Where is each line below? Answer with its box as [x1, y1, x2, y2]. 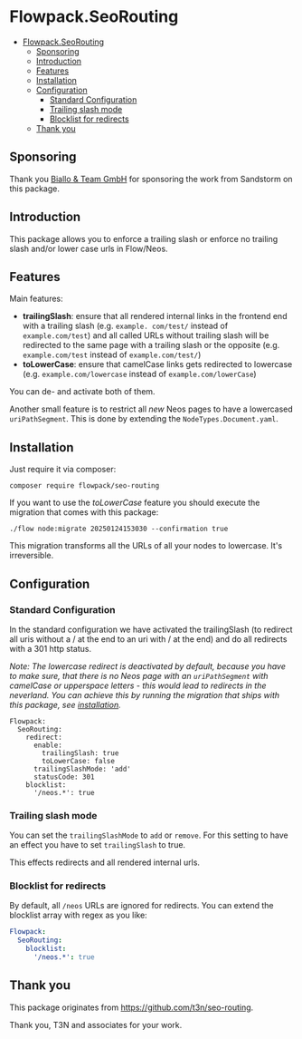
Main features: [9, 293, 63, 305]
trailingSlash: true [42, 748, 119, 758]
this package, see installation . [9, 699, 121, 710]
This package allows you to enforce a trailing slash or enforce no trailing [9, 233, 278, 244]
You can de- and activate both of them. [9, 386, 156, 397]
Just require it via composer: [9, 464, 117, 475]
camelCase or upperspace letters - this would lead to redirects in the [9, 680, 267, 691]
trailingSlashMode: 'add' [33, 764, 131, 773]
